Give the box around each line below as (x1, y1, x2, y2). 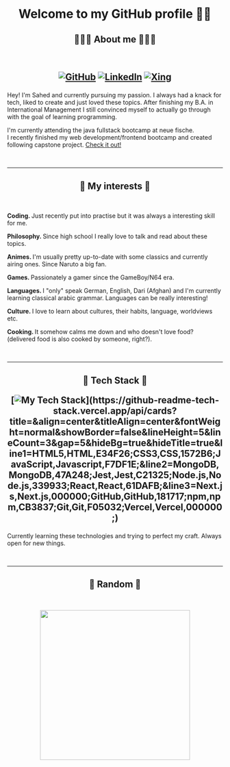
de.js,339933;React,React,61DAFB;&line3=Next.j (8, 479, 222, 492)
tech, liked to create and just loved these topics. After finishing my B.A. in (7, 99, 214, 107)
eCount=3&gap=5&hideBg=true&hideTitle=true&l (7, 437, 223, 449)
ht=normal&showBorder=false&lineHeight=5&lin (9, 426, 221, 438)
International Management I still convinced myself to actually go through (7, 105, 211, 114)
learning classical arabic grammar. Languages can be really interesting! (7, 294, 208, 302)
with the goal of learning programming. (7, 113, 118, 121)
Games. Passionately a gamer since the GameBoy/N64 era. (7, 273, 175, 281)
